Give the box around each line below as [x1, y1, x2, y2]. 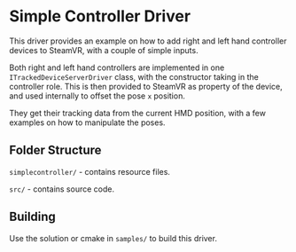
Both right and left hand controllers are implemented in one [9, 62, 225, 73]
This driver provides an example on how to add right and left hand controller [9, 35, 287, 46]
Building [9, 209, 56, 224]
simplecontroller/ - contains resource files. [9, 166, 171, 177]
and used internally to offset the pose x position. [9, 91, 186, 101]
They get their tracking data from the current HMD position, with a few [9, 107, 266, 118]
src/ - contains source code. [9, 184, 115, 194]
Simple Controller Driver [9, 6, 191, 27]
